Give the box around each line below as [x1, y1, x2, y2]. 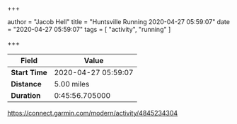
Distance [11, 79, 42, 89]
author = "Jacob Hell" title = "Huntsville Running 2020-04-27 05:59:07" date [7, 18, 230, 26]
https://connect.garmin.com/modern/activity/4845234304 [7, 109, 178, 117]
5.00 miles [54, 79, 90, 89]
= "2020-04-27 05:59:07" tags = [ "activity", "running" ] [7, 26, 171, 33]
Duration [11, 91, 41, 100]
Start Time [11, 68, 47, 77]
